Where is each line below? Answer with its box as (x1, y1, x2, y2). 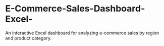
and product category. (5, 35, 52, 41)
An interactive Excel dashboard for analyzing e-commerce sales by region (5, 30, 159, 36)
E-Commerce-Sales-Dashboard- (5, 3, 145, 14)
